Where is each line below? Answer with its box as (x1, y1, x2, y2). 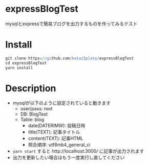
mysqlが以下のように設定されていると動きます (12, 100, 111, 106)
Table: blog (20, 116, 45, 123)
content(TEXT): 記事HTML (28, 135, 83, 142)
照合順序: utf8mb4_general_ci (28, 142, 91, 148)
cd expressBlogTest (5, 60, 47, 65)
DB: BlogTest (20, 111, 48, 117)
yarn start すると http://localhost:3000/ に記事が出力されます (12, 148, 144, 154)
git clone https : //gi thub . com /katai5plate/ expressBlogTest (5, 56, 134, 61)
